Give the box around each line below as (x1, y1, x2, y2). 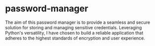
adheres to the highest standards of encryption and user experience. (5, 35, 146, 41)
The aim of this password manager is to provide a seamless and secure (5, 19, 151, 25)
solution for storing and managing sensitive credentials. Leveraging (5, 24, 142, 30)
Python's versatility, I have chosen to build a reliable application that (5, 30, 144, 36)
